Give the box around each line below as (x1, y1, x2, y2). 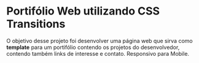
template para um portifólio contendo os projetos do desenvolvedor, (6, 44, 180, 51)
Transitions (6, 17, 66, 31)
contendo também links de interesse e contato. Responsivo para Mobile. (6, 50, 189, 57)
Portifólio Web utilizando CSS (6, 4, 160, 18)
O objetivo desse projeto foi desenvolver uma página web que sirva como (6, 37, 193, 44)
